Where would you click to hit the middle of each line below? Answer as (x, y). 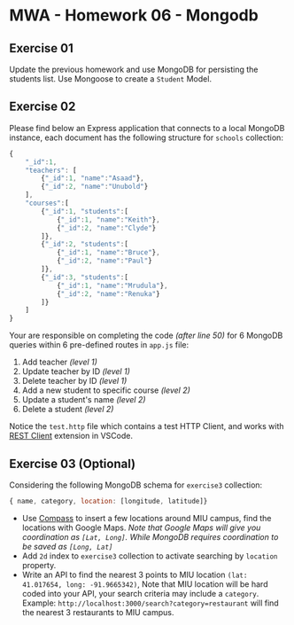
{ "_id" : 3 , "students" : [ (85, 277)
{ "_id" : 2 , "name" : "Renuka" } (108, 293)
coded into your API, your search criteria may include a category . (140, 593)
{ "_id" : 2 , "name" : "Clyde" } (106, 228)
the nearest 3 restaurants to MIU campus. (98, 612)
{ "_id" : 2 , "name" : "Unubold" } (95, 187)
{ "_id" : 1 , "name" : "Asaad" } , (93, 178)
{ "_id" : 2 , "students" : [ (85, 245)
